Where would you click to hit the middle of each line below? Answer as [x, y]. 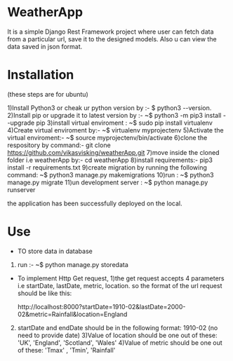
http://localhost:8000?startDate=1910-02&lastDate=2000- [101, 306]
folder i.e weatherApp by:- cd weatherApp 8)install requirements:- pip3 [110, 160]
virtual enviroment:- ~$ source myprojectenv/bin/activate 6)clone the [107, 137]
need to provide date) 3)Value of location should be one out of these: [117, 335]
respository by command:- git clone [59, 145]
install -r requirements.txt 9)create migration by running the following [107, 167]
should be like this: [45, 293]
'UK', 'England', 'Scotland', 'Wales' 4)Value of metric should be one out [120, 342]
